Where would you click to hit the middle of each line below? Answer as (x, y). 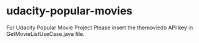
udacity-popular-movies (69, 11)
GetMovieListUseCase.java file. (46, 33)
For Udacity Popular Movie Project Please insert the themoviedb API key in (100, 27)
